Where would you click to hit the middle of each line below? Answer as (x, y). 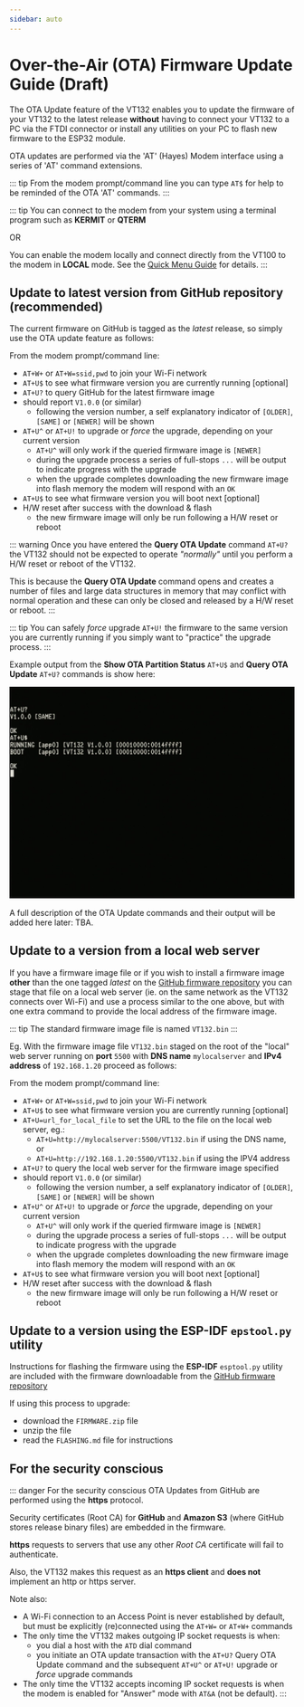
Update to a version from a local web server (135, 951)
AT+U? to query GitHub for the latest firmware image (119, 393)
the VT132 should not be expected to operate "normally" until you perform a (152, 554)
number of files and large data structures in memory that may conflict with (148, 591)
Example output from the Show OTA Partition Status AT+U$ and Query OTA (149, 664)
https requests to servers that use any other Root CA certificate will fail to (147, 1545)
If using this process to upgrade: (70, 1404)
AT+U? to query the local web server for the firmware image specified (150, 1168)
